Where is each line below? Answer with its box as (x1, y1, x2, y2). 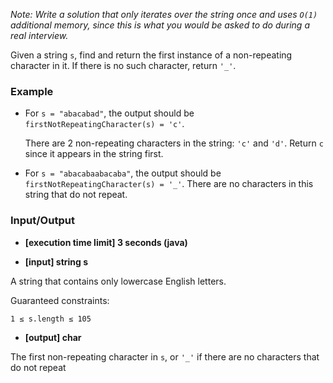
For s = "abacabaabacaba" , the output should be (24, 167, 222, 179)
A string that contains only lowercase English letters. (10, 275, 227, 287)
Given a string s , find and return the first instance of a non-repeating (10, 49, 293, 61)
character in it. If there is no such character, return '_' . (10, 60, 237, 71)
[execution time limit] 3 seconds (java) (24, 236, 188, 248)
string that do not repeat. (24, 189, 128, 201)
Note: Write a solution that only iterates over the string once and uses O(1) (10, 9, 318, 20)
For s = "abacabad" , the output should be (24, 107, 195, 119)
